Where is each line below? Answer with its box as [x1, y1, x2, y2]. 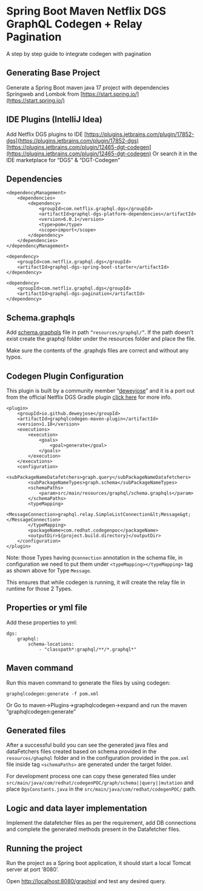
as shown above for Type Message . [6, 567, 92, 574]
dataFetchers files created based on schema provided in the [6, 748, 157, 755]
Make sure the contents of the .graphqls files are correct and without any [6, 347, 189, 354]
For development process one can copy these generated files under [6, 773, 176, 780]
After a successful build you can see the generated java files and [6, 742, 168, 749]
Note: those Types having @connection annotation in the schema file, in [6, 554, 183, 561]
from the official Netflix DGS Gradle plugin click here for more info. [6, 393, 172, 401]
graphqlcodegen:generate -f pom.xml [6, 691, 99, 697]
